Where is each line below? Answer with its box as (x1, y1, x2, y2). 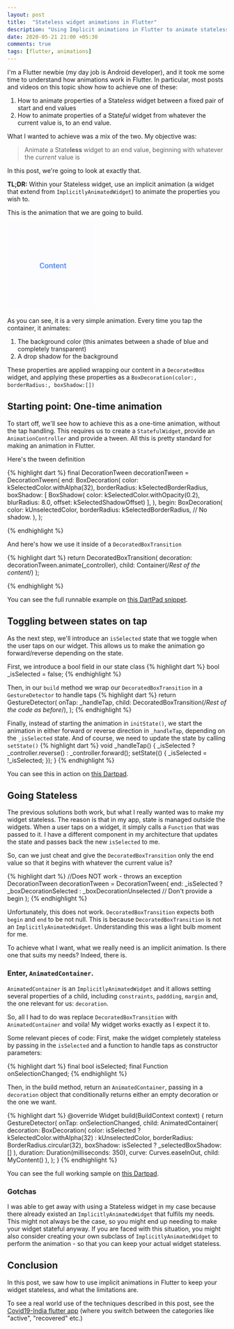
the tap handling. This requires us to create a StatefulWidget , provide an (7, 426, 215, 435)
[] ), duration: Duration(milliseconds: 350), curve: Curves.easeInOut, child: (7, 1148, 220, 1157)
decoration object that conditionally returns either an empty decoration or (7, 1090, 219, 1098)
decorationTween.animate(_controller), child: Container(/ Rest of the (7, 561, 201, 569)
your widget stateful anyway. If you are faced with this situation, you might (7, 1224, 221, 1233)
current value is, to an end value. (17, 119, 112, 127)
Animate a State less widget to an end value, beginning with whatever (24, 146, 224, 153)
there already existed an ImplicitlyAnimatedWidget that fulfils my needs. (7, 1210, 215, 1218)
